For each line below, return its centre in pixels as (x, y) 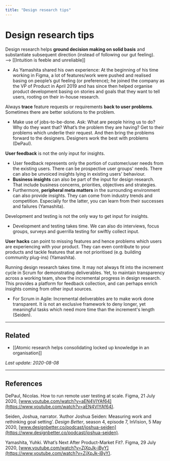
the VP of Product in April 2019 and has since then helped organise (82, 86)
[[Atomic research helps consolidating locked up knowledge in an (81, 348)
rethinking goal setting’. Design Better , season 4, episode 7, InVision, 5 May (83, 422)
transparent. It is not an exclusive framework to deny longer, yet (79, 304)
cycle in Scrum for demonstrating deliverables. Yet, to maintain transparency (85, 273)
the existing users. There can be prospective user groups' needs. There (88, 169)
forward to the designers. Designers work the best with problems (80, 138)
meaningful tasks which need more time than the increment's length (83, 309)
